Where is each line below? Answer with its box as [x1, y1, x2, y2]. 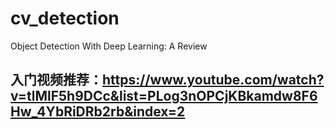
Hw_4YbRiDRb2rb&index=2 [10, 103, 186, 121]
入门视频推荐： [10, 72, 103, 89]
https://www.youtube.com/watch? [102, 72, 325, 89]
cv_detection [10, 7, 120, 30]
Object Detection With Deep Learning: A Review [10, 40, 208, 52]
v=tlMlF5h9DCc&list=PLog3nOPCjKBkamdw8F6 [10, 88, 318, 105]
